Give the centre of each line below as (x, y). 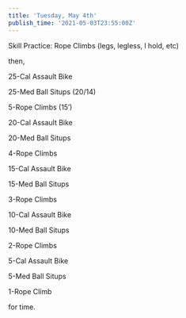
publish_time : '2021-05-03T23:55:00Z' (72, 23)
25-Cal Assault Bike (40, 76)
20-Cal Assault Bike (40, 122)
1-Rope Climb (30, 291)
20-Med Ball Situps (40, 138)
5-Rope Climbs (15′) (40, 107)
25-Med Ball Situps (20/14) (52, 91)
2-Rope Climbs (33, 245)
